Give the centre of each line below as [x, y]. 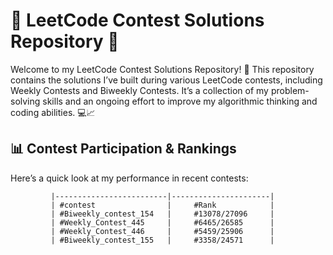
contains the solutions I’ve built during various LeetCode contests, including [166, 80]
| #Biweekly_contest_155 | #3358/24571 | [162, 240]
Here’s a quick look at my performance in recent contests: [129, 178]
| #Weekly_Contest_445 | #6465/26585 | [162, 222]
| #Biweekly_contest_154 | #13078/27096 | [162, 214]
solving [25, 101]
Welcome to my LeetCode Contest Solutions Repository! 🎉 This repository [162, 69]
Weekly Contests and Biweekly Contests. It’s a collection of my [139, 90]
